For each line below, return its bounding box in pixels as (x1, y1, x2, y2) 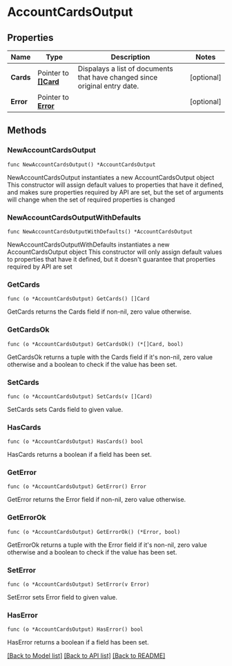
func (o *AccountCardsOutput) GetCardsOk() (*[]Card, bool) (7, 341, 184, 348)
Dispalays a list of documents (77, 64, 174, 73)
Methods (7, 125, 47, 136)
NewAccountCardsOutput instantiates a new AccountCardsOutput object (7, 173, 215, 181)
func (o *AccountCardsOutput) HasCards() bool (7, 438, 144, 445)
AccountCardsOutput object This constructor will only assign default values (7, 247, 222, 256)
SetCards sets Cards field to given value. (7, 405, 123, 413)
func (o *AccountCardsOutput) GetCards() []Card (7, 296, 150, 303)
